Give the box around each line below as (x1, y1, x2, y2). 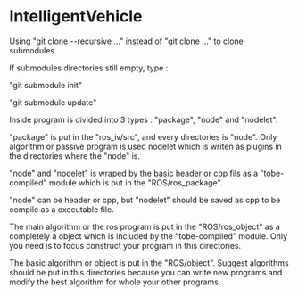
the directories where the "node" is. (9, 150, 141, 161)
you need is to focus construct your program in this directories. (9, 240, 242, 251)
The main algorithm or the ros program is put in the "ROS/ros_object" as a (9, 221, 281, 232)
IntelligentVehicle (9, 6, 143, 27)
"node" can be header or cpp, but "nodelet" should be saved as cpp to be (9, 194, 281, 205)
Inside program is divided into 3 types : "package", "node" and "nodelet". (9, 114, 278, 125)
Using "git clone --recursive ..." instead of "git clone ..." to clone (9, 36, 244, 46)
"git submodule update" (9, 96, 97, 108)
